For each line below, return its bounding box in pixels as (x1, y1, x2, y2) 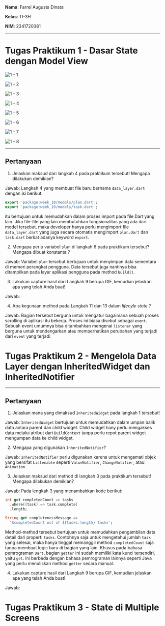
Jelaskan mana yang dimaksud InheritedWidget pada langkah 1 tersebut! (12, 410, 160, 416)
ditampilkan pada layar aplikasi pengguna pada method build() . (5, 269, 135, 275)
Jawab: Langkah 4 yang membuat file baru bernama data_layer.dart (5, 185, 145, 191)
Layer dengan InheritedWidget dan (5, 361, 151, 372)
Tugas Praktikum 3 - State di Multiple (5, 602, 160, 613)
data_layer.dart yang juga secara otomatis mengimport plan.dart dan (5, 229, 149, 235)
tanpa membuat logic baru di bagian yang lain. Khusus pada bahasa (5, 544, 142, 550)
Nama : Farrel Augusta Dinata (5, 4, 64, 10)
